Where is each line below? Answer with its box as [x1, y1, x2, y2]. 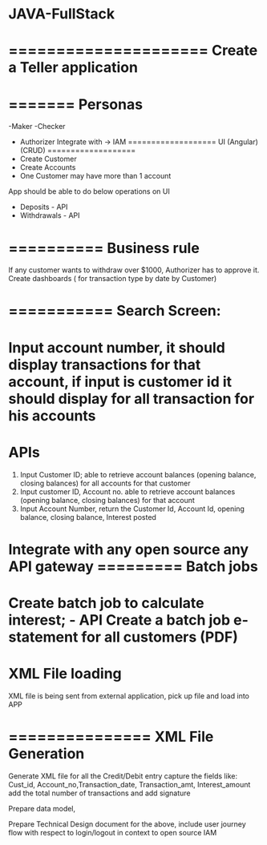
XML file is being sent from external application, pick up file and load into [8, 690, 250, 701]
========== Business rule [8, 239, 200, 257]
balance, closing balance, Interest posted [19, 512, 156, 521]
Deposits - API [19, 202, 68, 212]
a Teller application [8, 58, 139, 77]
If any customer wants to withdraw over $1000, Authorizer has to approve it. [8, 265, 260, 275]
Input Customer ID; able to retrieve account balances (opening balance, [19, 469, 257, 479]
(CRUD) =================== [19, 146, 136, 155]
